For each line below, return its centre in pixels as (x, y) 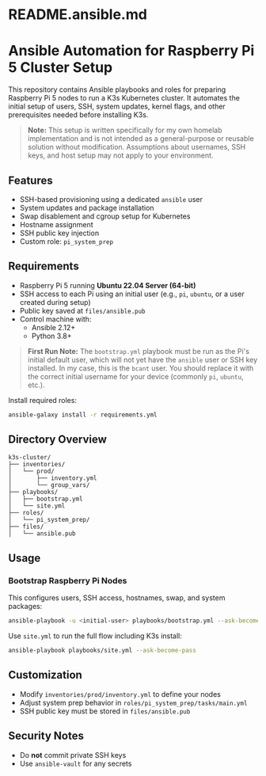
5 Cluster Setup (61, 68)
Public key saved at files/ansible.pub (82, 310)
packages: (25, 607)
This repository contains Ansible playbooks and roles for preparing (117, 89)
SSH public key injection (59, 233)
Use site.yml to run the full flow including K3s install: (95, 636)
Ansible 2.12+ (53, 327)
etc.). (36, 385)
